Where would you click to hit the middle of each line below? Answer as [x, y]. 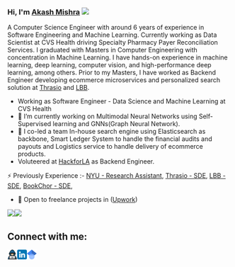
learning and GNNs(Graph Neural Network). [116, 124]
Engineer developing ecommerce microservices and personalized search [114, 80]
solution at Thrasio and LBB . [48, 88]
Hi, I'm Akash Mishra [44, 12]
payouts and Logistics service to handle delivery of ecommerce [110, 147]
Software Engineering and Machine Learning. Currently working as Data [112, 35]
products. [31, 154]
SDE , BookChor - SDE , [40, 186]
